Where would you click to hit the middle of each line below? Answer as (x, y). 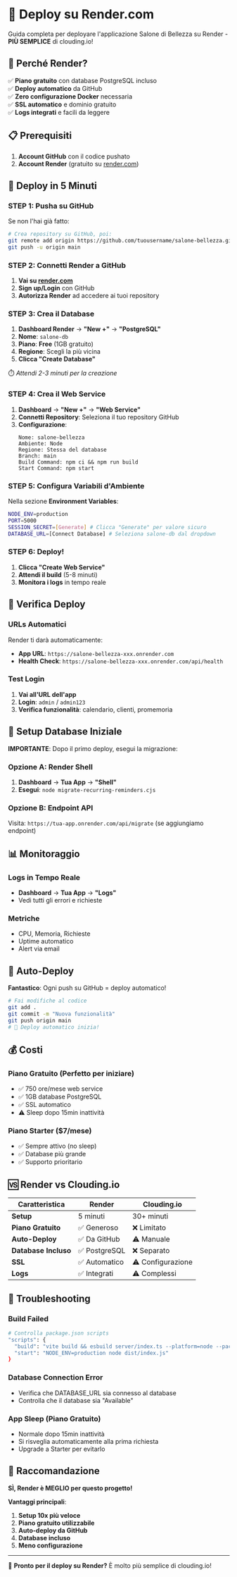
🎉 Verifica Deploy (47, 604)
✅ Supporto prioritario (50, 1162)
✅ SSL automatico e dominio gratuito (62, 104)
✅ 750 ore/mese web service (60, 1089)
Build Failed (28, 1318)
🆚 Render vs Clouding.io (64, 1184)
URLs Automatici (37, 624)
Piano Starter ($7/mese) (50, 1131)
